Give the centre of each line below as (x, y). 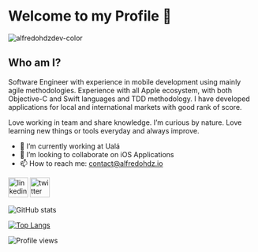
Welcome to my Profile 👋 (90, 16)
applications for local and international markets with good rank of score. (125, 107)
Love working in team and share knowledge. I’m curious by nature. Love (125, 122)
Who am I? (35, 63)
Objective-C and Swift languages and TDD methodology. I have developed (129, 99)
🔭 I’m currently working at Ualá (70, 146)
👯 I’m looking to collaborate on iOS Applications (97, 154)
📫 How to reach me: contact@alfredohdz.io (91, 163)
